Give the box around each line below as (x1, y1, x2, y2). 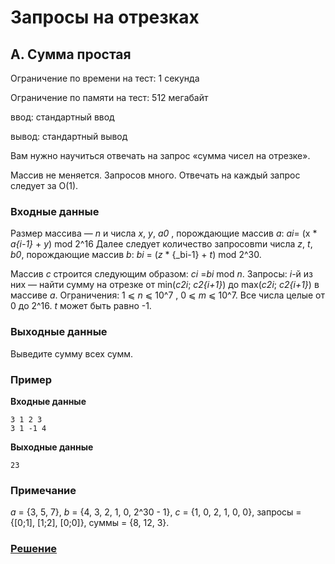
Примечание (10, 483, 77, 497)
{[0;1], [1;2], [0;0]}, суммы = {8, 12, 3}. (10, 517, 170, 529)
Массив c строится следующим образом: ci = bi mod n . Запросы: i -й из (10, 268, 314, 280)
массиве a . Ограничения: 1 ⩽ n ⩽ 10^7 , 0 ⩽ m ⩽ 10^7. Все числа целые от (10, 289, 326, 301)
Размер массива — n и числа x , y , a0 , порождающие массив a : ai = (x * (10, 227, 318, 240)
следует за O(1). (10, 180, 79, 191)
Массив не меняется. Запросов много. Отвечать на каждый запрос (10, 169, 301, 181)
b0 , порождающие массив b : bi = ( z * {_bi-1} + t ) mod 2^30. (10, 249, 262, 261)
